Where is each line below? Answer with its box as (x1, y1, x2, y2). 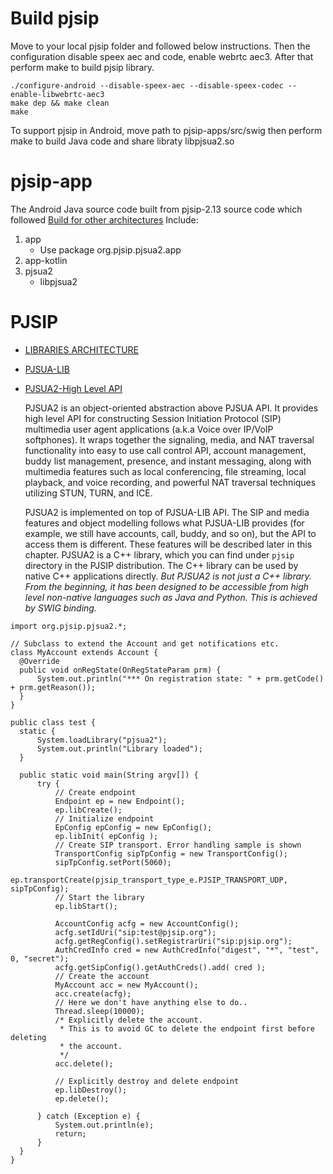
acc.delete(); (54, 1058, 114, 1069)
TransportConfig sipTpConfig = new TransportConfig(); (54, 848, 288, 859)
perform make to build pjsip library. (10, 61, 155, 73)
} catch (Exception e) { (36, 1111, 141, 1121)
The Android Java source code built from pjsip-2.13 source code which (10, 203, 303, 215)
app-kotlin (24, 254, 68, 266)
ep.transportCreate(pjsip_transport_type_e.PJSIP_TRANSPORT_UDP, (10, 875, 288, 885)
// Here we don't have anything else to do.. (54, 997, 248, 1007)
